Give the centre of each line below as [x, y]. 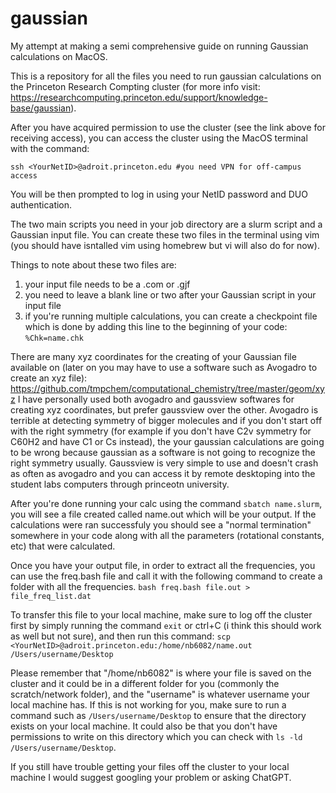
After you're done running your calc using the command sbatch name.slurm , [166, 503]
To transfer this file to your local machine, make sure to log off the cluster [161, 614]
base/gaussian [41, 108]
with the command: [50, 148]
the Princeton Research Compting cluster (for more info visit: [135, 86]
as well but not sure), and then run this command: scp [120, 636]
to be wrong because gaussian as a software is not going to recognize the [163, 452]
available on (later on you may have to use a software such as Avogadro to [164, 367]
